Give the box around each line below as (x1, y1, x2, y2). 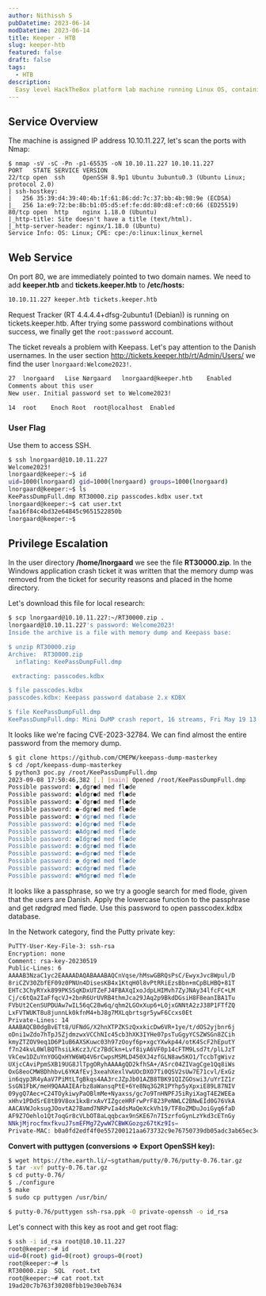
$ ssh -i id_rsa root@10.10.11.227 (8, 1237, 126, 1245)
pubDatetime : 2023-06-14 (8, 19, 90, 27)
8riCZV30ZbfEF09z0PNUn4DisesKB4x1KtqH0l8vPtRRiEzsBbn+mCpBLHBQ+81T (8, 979, 236, 987)
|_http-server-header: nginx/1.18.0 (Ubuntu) (8, 222, 161, 230)
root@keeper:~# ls (8, 1259, 69, 1267)
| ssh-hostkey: (8, 187, 59, 195)
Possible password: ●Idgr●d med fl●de (8, 835, 136, 843)
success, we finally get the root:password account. (8, 326, 174, 336)
